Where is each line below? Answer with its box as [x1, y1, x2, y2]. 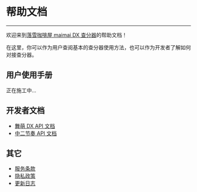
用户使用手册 [6, 70, 53, 80]
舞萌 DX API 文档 [14, 122, 56, 129]
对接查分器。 [6, 51, 37, 58]
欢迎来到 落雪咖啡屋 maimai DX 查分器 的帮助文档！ [6, 31, 128, 38]
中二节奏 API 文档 [14, 130, 57, 137]
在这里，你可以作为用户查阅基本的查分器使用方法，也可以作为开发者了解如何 [6, 43, 191, 50]
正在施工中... [6, 86, 37, 94]
